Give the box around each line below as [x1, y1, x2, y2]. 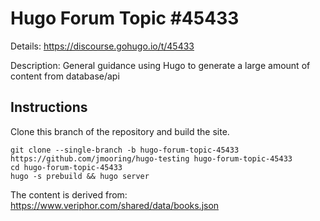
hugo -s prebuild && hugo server [10, 171, 150, 181]
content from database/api [10, 70, 120, 82]
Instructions [10, 99, 88, 116]
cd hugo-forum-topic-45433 [10, 162, 123, 172]
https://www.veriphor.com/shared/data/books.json [10, 199, 220, 211]
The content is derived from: [10, 188, 128, 201]
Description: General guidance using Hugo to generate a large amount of [10, 59, 311, 71]
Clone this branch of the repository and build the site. [10, 125, 230, 137]
